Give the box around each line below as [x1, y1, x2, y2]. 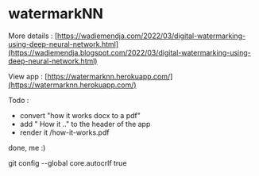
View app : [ [8, 71, 48, 81]
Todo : [8, 95, 29, 105]
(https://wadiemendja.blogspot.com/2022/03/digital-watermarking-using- [8, 48, 252, 57]
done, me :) [8, 143, 46, 152]
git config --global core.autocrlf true [8, 158, 127, 167]
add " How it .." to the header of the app [19, 119, 151, 128]
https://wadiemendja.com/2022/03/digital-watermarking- [56, 31, 246, 40]
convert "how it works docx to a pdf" [19, 110, 141, 120]
